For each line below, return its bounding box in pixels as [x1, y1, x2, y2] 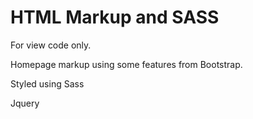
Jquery [10, 97, 40, 109]
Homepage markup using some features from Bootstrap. [10, 58, 243, 70]
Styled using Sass [10, 77, 85, 90]
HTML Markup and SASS [10, 6, 220, 29]
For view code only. [10, 39, 92, 51]
